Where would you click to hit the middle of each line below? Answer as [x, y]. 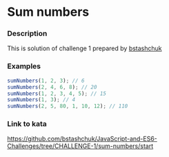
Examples [24, 66]
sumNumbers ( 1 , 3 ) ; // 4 [41, 100]
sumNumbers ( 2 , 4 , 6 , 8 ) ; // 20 [52, 87]
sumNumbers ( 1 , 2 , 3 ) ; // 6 [46, 81]
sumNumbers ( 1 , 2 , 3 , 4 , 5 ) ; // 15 [57, 94]
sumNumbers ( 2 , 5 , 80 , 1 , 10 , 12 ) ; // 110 [68, 106]
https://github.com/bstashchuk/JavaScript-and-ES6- [82, 139]
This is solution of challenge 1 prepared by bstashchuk [84, 48]
